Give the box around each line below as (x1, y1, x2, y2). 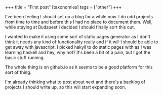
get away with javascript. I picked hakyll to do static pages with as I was (5, 44, 152, 50)
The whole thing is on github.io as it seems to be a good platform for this (5, 64, 153, 70)
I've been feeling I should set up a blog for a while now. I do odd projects (5, 14, 153, 19)
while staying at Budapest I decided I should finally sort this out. (5, 24, 135, 30)
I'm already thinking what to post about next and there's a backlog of (5, 79, 146, 85)
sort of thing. (5, 69, 32, 75)
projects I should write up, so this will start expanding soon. (5, 84, 126, 90)
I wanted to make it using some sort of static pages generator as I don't (5, 34, 151, 39)
